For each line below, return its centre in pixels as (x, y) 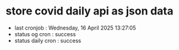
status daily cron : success (48, 40)
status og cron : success (45, 34)
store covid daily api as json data (89, 11)
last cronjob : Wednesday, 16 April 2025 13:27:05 (75, 28)
